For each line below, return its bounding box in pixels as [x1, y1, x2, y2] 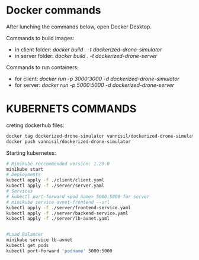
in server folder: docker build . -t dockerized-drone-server [14, 52, 158, 59]
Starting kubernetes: [6, 149, 56, 157]
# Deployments [6, 172, 41, 178]
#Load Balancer [6, 232, 44, 238]
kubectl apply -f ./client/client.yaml [6, 177, 105, 183]
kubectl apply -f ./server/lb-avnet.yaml [6, 216, 110, 222]
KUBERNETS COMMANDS [6, 102, 137, 116]
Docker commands [6, 4, 101, 17]
